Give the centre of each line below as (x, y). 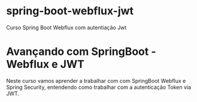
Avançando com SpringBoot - (81, 52)
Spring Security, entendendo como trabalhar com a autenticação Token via (99, 87)
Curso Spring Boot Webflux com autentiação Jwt (66, 27)
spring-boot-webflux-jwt (70, 11)
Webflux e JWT (46, 64)
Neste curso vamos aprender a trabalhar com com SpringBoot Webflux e (96, 81)
